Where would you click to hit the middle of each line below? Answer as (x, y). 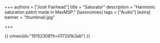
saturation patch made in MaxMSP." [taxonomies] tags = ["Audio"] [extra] (78, 12)
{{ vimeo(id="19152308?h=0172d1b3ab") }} (47, 36)
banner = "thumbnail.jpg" (30, 17)
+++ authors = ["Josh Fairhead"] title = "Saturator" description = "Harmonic (80, 7)
